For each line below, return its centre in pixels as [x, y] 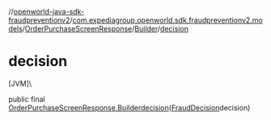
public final [27, 99]
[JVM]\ [20, 83]
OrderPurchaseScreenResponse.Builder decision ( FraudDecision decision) [129, 107]
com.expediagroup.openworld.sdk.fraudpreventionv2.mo [167, 20]
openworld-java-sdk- [49, 12]
